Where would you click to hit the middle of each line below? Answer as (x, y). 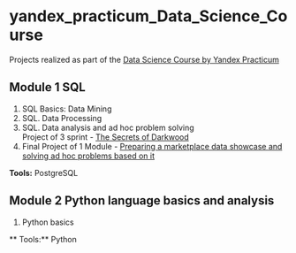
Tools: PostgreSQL (44, 172)
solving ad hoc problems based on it (88, 156)
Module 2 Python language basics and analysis (142, 201)
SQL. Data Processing (62, 118)
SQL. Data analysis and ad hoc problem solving (108, 127)
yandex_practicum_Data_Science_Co (148, 16)
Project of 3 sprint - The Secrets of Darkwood (106, 137)
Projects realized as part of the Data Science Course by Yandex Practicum (144, 59)
